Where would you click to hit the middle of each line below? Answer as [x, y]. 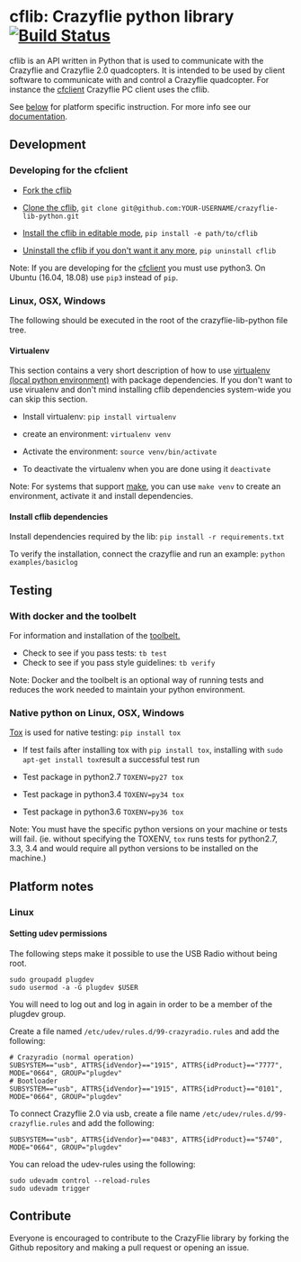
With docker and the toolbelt [73, 616]
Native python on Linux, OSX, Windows [97, 713]
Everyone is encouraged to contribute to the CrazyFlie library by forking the [149, 1238]
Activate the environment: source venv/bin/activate [120, 451]
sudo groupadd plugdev [52, 979]
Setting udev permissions [58, 933]
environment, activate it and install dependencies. [102, 496]
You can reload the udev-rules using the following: [102, 1164]
